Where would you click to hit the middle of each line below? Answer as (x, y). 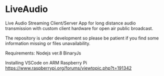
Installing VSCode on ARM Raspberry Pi (46, 62)
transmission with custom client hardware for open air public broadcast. (79, 28)
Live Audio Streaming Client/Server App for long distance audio (70, 23)
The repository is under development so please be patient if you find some (82, 38)
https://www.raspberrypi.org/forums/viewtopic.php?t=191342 (68, 68)
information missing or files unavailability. (48, 43)
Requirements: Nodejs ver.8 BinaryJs (43, 53)
